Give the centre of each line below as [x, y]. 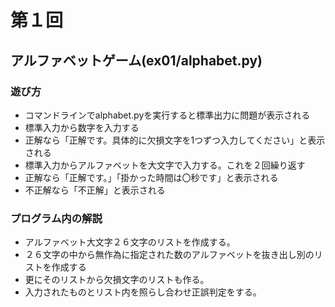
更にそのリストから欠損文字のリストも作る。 [117, 280]
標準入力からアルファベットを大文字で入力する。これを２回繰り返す [165, 165]
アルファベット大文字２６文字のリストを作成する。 [130, 242]
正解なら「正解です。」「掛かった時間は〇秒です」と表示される [151, 177]
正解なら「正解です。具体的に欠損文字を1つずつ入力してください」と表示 [175, 140]
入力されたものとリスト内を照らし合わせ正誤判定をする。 [143, 292]
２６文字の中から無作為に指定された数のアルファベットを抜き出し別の [169, 255]
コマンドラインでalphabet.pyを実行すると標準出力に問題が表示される [167, 115]
